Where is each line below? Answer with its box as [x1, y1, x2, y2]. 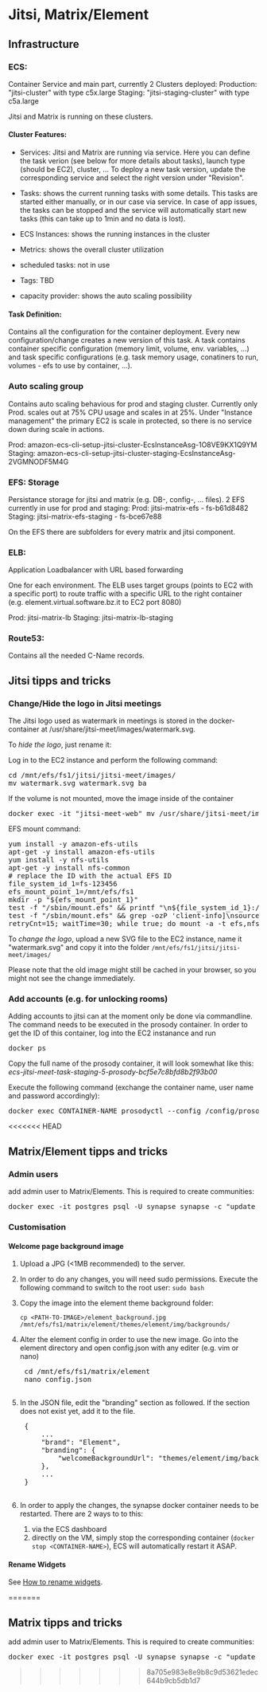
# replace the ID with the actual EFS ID [8, 871, 172, 881]
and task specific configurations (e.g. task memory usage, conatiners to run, [8, 352, 259, 362]
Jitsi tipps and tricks [8, 673, 111, 687]
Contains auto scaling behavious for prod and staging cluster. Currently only [8, 398, 258, 408]
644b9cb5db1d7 [146, 1676, 201, 1686]
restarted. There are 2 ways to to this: [19, 1509, 144, 1519]
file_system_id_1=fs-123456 [8, 879, 118, 889]
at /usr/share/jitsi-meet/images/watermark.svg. [41, 724, 196, 734]
